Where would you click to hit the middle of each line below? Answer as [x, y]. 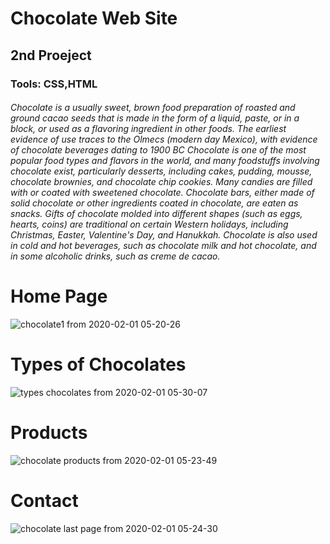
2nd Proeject [51, 55]
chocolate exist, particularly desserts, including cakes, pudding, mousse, [161, 171]
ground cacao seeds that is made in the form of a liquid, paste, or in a [155, 118]
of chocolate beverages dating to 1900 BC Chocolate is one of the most [158, 150]
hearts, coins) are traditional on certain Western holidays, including [149, 224]
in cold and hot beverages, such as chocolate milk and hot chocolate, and [163, 246]
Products [49, 433]
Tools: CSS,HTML [54, 84]
